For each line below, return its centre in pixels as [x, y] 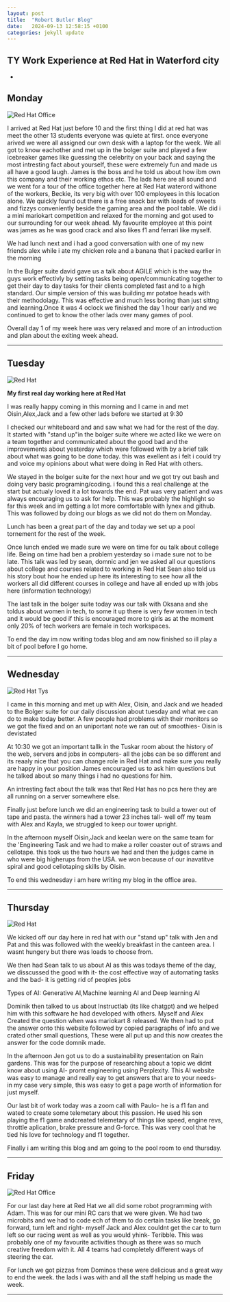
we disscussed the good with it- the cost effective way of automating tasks [113, 972]
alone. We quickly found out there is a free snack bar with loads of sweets [112, 201]
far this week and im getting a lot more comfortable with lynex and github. [111, 506]
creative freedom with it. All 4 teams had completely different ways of [105, 1250]
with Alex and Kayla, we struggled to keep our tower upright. [92, 824]
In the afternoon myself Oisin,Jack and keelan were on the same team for [111, 837]
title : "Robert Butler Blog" [50, 20]
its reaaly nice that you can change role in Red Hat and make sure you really [114, 761]
